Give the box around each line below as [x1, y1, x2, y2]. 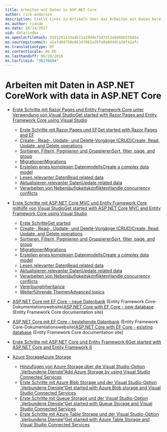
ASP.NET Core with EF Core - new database [63, 304, 154, 310]
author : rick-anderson [5, 12, 52, 17]
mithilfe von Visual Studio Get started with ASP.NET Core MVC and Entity [12, 205, 161, 212]
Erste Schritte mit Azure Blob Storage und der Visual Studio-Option [19, 379, 157, 386]
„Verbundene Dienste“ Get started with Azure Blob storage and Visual [19, 385, 161, 391]
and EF [19, 132, 34, 138]
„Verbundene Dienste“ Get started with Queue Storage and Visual [19, 401, 153, 407]
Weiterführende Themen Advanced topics [19, 289, 105, 295]
